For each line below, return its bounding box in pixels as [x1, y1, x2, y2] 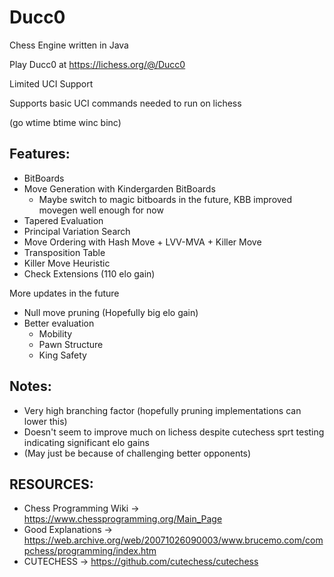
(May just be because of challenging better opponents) [23, 447, 252, 459]
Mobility [38, 327, 73, 340]
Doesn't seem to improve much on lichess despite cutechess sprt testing [23, 426, 325, 438]
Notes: [9, 378, 52, 395]
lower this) [23, 415, 68, 427]
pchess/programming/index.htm [23, 545, 157, 557]
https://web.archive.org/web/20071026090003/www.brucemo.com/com [23, 534, 324, 546]
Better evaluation [23, 317, 95, 329]
